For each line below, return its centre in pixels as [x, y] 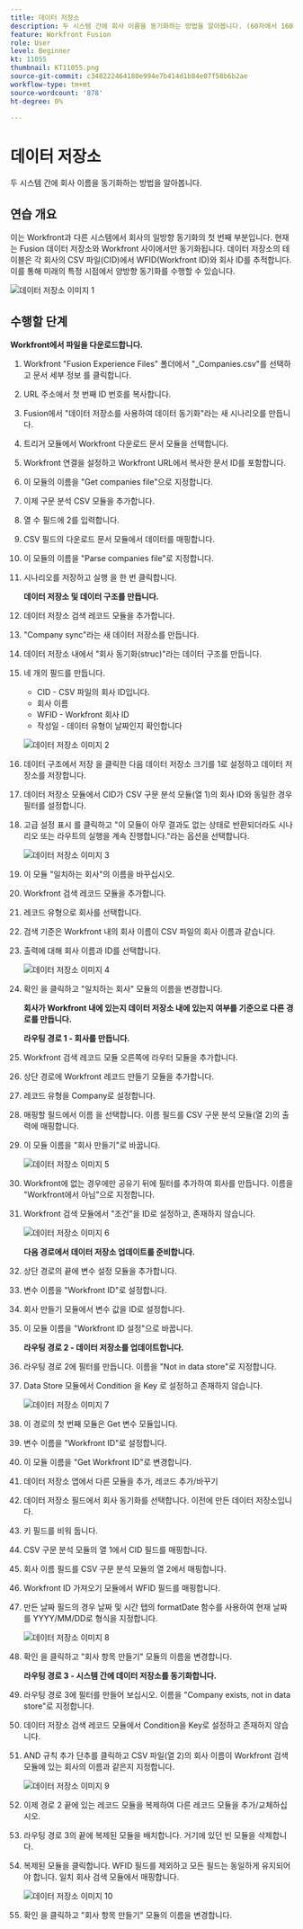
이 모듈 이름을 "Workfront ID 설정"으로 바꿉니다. [108, 1328]
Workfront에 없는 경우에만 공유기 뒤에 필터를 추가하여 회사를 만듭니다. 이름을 [158, 1183]
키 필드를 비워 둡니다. [60, 1531]
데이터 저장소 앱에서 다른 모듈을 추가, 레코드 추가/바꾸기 [120, 1481]
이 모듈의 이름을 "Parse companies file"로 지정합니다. [118, 558]
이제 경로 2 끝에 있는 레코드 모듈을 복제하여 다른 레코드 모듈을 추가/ [141, 1805]
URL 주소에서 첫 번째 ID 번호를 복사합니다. [97, 394]
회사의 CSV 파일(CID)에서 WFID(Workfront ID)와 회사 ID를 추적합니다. [168, 260]
